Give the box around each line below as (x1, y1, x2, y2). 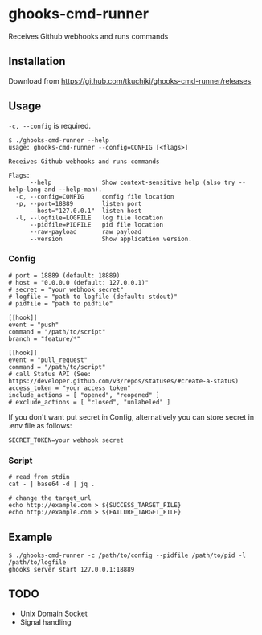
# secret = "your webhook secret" (8, 285, 125, 293)
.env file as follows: (8, 420, 72, 430)
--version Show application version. (29, 235, 193, 243)
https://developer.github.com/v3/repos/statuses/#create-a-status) (8, 377, 239, 385)
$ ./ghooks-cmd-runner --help (8, 136, 110, 145)
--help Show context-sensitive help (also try (29, 178, 235, 186)
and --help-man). (43, 186, 103, 194)
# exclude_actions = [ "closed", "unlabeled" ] (8, 398, 171, 406)
